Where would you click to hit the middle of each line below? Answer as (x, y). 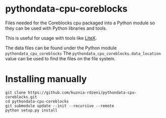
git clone (16, 92)
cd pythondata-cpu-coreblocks (37, 101)
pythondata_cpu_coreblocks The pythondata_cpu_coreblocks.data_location (83, 53)
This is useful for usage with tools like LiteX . (51, 38)
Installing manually (46, 79)
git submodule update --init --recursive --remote (60, 106)
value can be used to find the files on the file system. (60, 58)
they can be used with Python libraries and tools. (56, 28)
